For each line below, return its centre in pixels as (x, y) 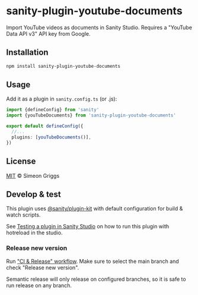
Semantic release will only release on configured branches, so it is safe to (96, 279)
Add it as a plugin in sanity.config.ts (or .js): (62, 99)
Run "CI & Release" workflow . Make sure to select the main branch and (92, 261)
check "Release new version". (43, 267)
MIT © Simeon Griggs (33, 175)
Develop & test (33, 194)
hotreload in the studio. (34, 233)
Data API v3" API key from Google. (48, 33)
